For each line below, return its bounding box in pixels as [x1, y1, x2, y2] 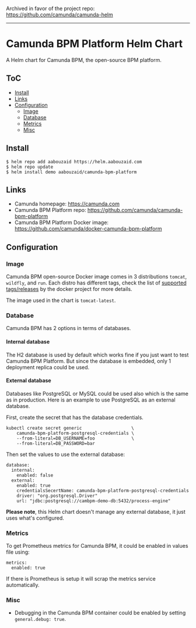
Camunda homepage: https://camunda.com [14, 200, 120, 207]
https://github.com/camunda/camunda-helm [6, 11, 114, 18]
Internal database [6, 338, 50, 345]
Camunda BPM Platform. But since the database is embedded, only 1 [6, 357, 171, 365]
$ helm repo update [6, 164, 54, 170]
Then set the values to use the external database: [6, 451, 125, 458]
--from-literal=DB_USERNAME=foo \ [16, 435, 134, 441]
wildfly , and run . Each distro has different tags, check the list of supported [6, 279, 187, 286]
